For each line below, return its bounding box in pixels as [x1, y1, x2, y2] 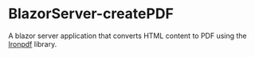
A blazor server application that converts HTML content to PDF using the [8, 31, 247, 40]
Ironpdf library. [8, 39, 57, 48]
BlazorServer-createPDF [8, 5, 174, 23]
